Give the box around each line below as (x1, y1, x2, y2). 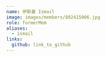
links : (6, 36, 23, 42)
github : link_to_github (11, 42, 71, 48)
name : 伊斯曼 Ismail (6, 8, 55, 15)
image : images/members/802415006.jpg (6, 14, 101, 20)
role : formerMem (6, 20, 47, 26)
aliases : (6, 25, 28, 31)
